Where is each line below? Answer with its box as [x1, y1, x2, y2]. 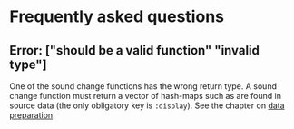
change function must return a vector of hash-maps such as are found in [9, 91, 281, 101]
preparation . [9, 110, 56, 120]
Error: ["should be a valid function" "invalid [9, 43, 260, 58]
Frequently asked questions [9, 6, 225, 27]
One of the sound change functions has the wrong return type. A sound [9, 81, 277, 92]
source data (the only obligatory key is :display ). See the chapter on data [9, 100, 285, 111]
